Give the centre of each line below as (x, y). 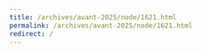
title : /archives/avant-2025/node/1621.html (93, 17)
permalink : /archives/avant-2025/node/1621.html (101, 26)
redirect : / (31, 33)
